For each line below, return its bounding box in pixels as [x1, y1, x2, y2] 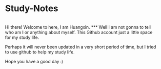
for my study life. [5, 34, 39, 40]
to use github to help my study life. [5, 49, 75, 55]
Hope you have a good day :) [5, 58, 63, 64]
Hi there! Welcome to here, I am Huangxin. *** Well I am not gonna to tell [5, 24, 151, 30]
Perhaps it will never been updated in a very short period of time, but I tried [5, 44, 156, 50]
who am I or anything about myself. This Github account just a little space [5, 29, 153, 35]
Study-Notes [5, 3, 59, 14]
